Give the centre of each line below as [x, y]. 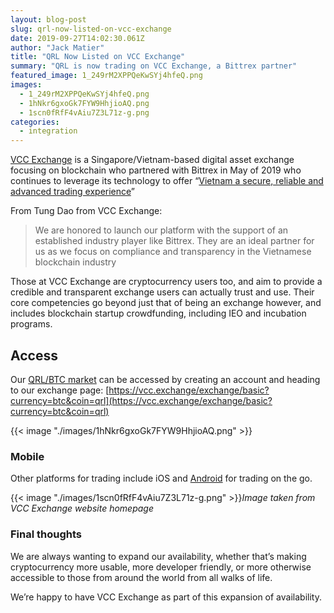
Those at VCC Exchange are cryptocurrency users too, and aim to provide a [166, 282]
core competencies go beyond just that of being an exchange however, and [166, 303]
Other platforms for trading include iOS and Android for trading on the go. [161, 478]
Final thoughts [46, 534]
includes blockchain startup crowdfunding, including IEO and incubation [158, 313]
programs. [31, 324]
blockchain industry [75, 262]
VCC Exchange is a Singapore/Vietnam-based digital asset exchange [152, 160]
